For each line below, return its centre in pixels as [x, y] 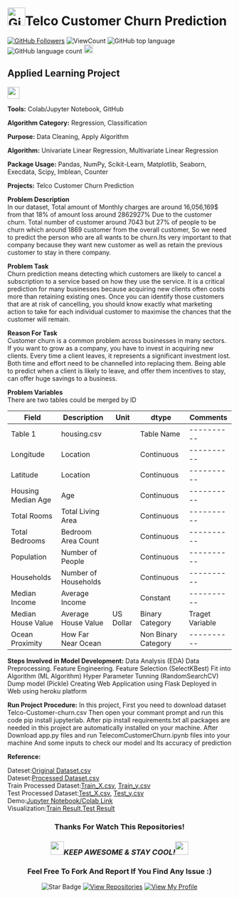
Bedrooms [28, 540]
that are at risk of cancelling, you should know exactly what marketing [110, 304]
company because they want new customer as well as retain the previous [115, 244]
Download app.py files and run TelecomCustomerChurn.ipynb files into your [119, 735]
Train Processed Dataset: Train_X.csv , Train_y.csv [79, 785]
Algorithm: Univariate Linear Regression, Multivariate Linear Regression [113, 150]
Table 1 [23, 433]
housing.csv [81, 433]
